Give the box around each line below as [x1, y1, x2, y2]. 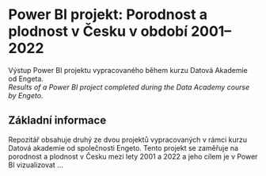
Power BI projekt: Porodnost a [8, 6, 208, 24]
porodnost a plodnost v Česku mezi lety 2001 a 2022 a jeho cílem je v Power [8, 151, 258, 161]
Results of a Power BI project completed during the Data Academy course [8, 82, 250, 92]
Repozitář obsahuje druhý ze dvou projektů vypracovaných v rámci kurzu [8, 135, 248, 144]
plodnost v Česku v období [8, 22, 188, 40]
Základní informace [8, 113, 107, 128]
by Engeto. [8, 90, 44, 100]
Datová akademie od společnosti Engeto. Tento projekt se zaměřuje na [8, 143, 239, 152]
